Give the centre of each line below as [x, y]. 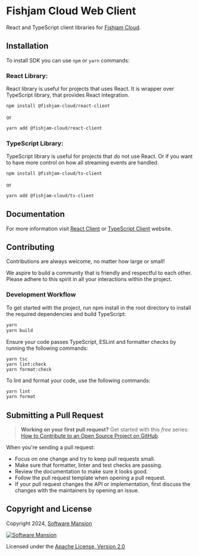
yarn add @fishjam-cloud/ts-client [50, 195]
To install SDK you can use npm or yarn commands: [68, 60]
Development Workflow [41, 295]
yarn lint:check [26, 364]
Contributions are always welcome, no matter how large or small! [86, 261]
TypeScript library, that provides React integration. [68, 95]
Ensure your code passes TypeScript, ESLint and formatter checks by [91, 342]
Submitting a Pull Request [55, 415]
